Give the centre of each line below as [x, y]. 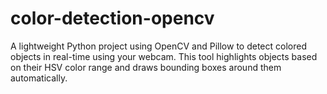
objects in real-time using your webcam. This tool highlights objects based [164, 56]
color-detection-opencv [112, 18]
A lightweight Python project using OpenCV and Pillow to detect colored [158, 46]
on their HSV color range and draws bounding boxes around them [146, 67]
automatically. [39, 78]
